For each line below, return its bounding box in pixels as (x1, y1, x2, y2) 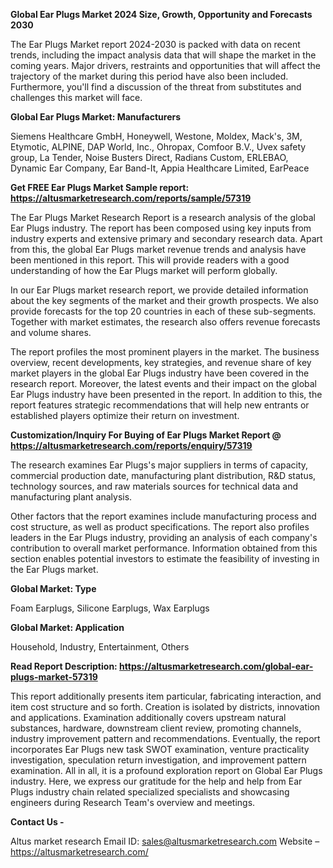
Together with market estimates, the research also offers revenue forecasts (10, 316, 321, 328)
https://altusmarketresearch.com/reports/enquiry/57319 (10, 440, 253, 451)
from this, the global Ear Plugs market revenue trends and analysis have (10, 244, 307, 255)
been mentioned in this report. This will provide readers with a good (10, 254, 290, 266)
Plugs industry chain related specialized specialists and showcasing (10, 786, 290, 798)
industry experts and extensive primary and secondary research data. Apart (10, 233, 323, 244)
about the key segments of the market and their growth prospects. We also (10, 295, 319, 306)
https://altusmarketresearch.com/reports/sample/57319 (10, 192, 252, 204)
